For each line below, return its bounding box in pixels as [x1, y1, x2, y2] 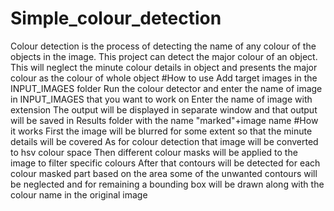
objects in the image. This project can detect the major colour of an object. [10, 50, 318, 62]
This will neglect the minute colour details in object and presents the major [10, 61, 318, 73]
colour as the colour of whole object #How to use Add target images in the [10, 72, 318, 84]
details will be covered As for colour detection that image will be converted [10, 135, 319, 147]
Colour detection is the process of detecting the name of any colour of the [10, 40, 317, 52]
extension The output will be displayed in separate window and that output [10, 103, 318, 116]
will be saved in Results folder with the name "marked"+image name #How [10, 114, 319, 126]
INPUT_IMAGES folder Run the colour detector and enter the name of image [10, 82, 323, 94]
